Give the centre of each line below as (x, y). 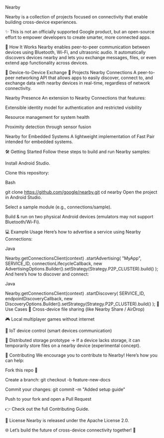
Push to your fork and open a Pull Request (48, 399)
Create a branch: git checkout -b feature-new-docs (58, 380)
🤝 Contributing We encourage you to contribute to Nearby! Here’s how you (82, 355)
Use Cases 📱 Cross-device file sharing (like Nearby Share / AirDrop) (75, 309)
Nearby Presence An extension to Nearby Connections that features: (76, 98)
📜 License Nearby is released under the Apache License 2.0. (67, 420)
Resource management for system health (47, 117)
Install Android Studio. (28, 163)
